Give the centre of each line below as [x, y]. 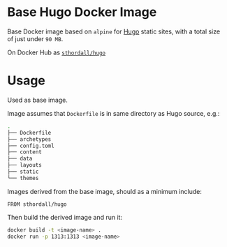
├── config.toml [31, 146]
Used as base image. [38, 100]
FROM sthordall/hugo [37, 204]
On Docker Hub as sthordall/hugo [57, 52]
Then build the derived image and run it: [65, 217]
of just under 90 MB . [35, 38]
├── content [24, 152]
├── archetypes [29, 139]
